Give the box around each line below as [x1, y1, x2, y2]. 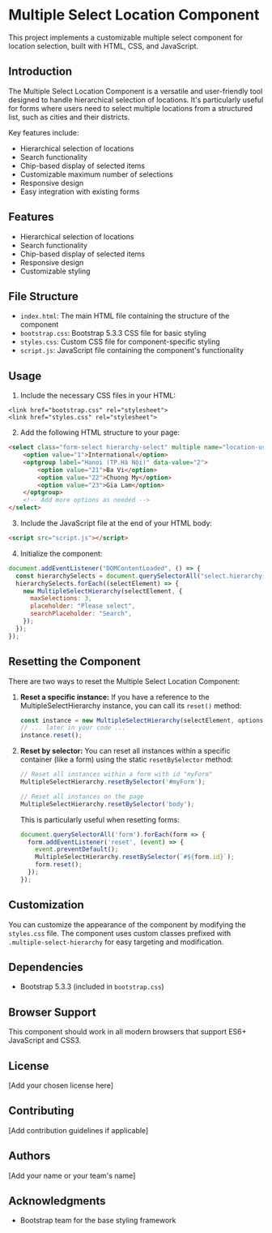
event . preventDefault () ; [35, 845, 119, 853]
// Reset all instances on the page [19, 793, 144, 801]
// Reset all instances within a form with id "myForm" [19, 771, 213, 779]
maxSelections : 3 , [29, 595, 92, 603]
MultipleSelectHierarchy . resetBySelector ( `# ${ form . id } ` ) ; [35, 853, 235, 861]
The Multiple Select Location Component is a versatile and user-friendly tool [8, 86, 263, 96]
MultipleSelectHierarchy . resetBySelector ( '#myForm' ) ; [19, 778, 206, 786]
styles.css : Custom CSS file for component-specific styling [19, 337, 220, 346]
